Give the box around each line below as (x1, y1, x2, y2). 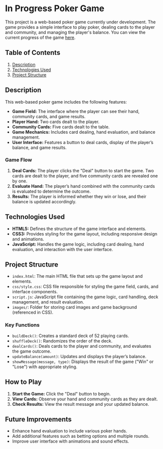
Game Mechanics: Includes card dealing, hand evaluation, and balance (12, 129, 156, 135)
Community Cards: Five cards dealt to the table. (12, 124, 110, 129)
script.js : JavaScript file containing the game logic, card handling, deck (12, 294, 159, 300)
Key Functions (5, 322, 40, 328)
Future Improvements (5, 415, 72, 423)
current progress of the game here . (5, 35, 76, 40)
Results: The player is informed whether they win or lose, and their (12, 193, 147, 199)
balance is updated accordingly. (12, 198, 76, 204)
